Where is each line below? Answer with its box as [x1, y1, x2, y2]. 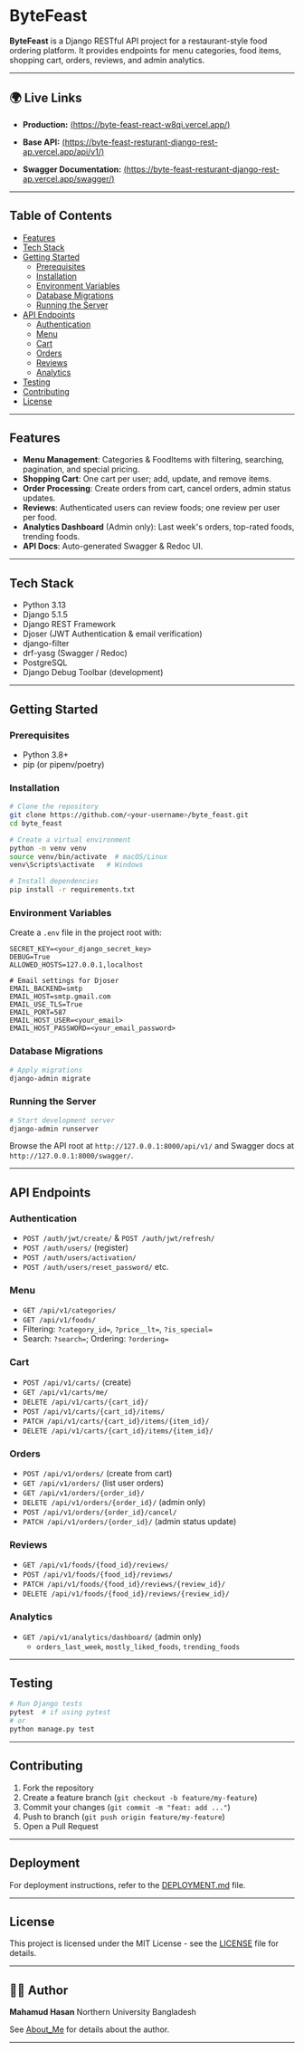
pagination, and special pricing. [22, 463, 140, 475]
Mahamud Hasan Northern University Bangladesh [9, 2007, 197, 2018]
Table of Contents [9, 208, 113, 224]
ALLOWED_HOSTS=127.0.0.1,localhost [9, 960, 144, 969]
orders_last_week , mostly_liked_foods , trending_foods [35, 1640, 241, 1652]
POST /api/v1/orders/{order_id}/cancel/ [22, 1508, 177, 1517]
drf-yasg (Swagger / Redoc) [22, 648, 128, 659]
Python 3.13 [22, 599, 66, 611]
